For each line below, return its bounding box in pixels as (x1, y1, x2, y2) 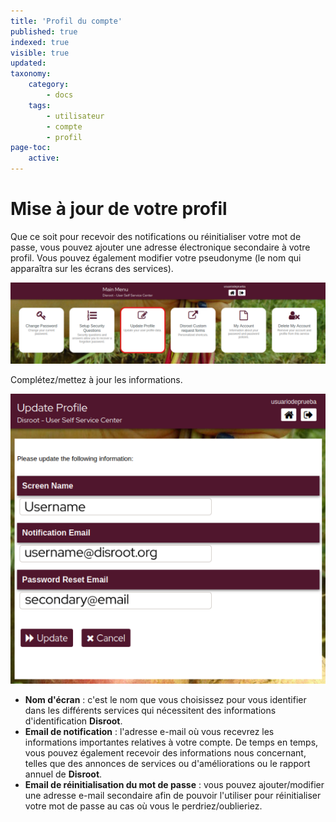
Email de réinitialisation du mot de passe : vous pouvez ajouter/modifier (24, 778, 325, 790)
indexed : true (10, 37, 70, 47)
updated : (10, 58, 47, 69)
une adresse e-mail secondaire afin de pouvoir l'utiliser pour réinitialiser (24, 789, 322, 801)
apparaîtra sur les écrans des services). (10, 262, 174, 274)
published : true (10, 26, 78, 37)
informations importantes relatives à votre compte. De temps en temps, (24, 736, 319, 748)
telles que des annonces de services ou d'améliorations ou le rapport (24, 757, 311, 769)
